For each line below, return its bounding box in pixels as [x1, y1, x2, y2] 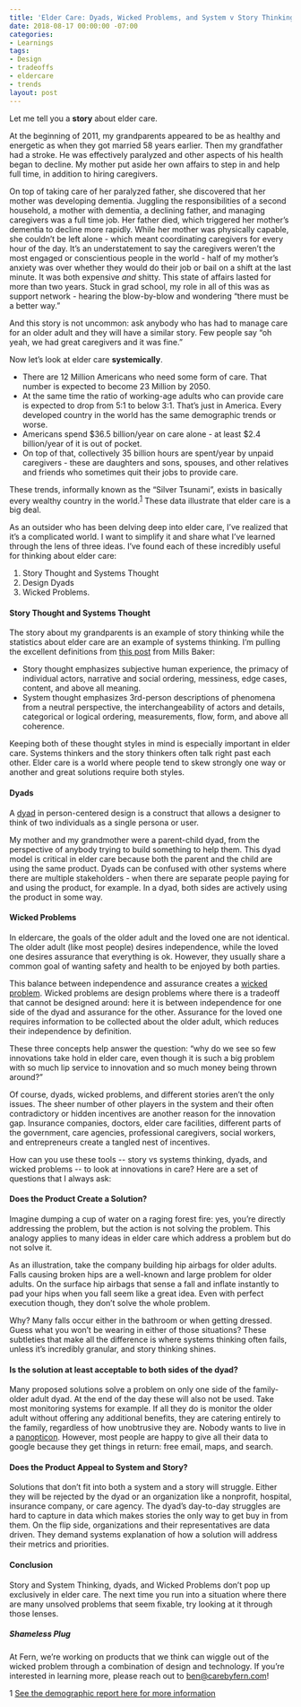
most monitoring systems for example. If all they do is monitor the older [9, 1403, 272, 1414]
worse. [21, 419, 48, 430]
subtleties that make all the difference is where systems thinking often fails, [9, 1334, 288, 1345]
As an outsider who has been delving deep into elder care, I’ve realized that [9, 522, 288, 533]
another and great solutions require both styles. [9, 767, 185, 778]
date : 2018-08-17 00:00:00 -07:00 [9, 22, 139, 30]
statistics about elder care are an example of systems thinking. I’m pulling [9, 637, 280, 648]
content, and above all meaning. [21, 683, 142, 693]
